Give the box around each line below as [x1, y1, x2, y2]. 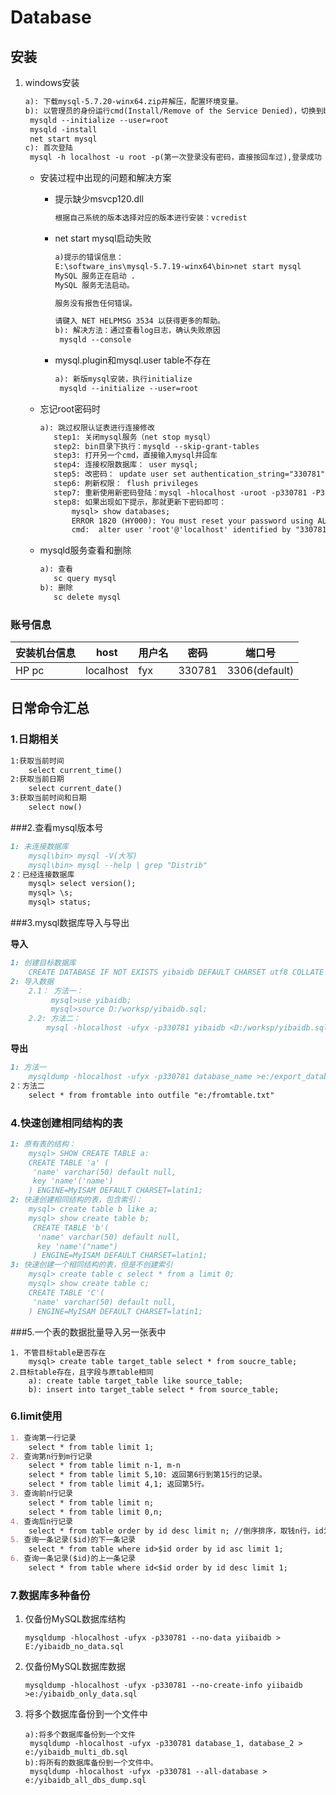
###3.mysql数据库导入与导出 [10, 917, 130, 929]
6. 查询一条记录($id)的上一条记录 [10, 1554, 136, 1564]
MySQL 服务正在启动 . [54, 271, 137, 281]
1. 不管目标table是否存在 [10, 1347, 107, 1358]
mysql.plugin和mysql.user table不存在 [54, 354, 212, 366]
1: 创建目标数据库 [10, 958, 77, 968]
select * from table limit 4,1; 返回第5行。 [28, 1479, 210, 1490]
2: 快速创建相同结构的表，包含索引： [10, 1195, 143, 1205]
